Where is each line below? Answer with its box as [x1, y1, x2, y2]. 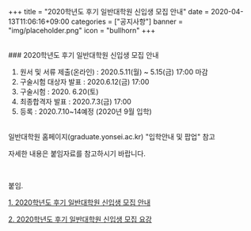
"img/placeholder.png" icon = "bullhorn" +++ [8, 26, 156, 35]
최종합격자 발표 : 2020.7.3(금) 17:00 [19, 97, 132, 106]
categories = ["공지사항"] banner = [70, 17, 184, 26]
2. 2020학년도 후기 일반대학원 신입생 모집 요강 [8, 214, 152, 224]
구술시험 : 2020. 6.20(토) [19, 87, 99, 97]
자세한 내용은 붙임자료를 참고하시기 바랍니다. [8, 149, 146, 158]
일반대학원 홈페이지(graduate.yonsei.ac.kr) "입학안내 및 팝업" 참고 [8, 132, 215, 141]
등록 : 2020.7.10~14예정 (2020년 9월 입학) [19, 107, 152, 116]
